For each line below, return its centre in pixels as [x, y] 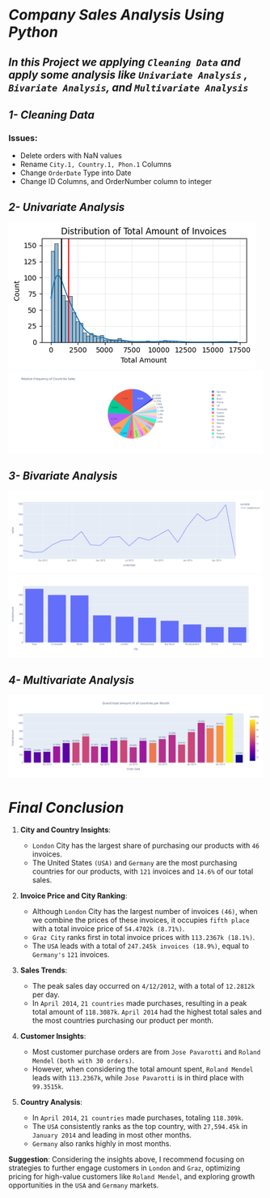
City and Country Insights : [65, 830]
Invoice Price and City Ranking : [74, 896]
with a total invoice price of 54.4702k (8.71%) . [108, 929]
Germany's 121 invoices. [71, 955]
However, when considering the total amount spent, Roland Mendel [143, 1069]
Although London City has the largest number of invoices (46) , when [145, 912]
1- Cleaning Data [51, 115]
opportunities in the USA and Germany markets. [84, 1185]
